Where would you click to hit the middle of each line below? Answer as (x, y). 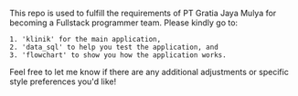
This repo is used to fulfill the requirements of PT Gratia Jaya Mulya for (143, 13)
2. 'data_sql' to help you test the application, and (114, 47)
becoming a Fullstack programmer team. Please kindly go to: (124, 23)
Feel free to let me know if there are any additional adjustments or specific (149, 72)
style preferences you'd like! (63, 82)
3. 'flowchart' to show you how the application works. (118, 55)
